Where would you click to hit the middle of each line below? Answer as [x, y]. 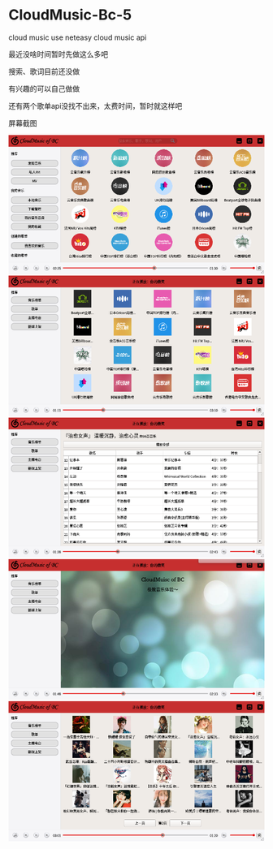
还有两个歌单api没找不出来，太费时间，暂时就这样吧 [95, 106]
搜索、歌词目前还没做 [44, 71]
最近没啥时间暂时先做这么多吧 [58, 54]
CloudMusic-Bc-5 [70, 15]
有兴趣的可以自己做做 [44, 88]
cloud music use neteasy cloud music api [78, 37]
